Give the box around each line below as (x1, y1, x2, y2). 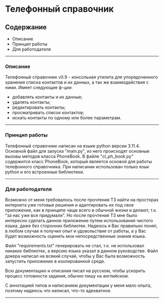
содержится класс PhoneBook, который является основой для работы (5, 158, 152, 164)
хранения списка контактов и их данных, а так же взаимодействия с (5, 79, 149, 85)
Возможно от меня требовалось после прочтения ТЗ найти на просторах (5, 197, 159, 203)
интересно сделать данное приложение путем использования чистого (5, 217, 153, 223)
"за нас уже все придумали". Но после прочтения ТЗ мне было (5, 212, 138, 218)
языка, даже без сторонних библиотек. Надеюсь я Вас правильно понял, (5, 223, 158, 229)
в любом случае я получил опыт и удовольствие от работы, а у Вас (5, 228, 146, 233)
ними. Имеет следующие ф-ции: (5, 85, 73, 91)
